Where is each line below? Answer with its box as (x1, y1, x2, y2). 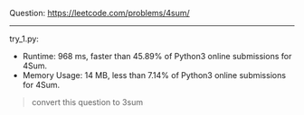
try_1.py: (9, 33, 39, 44)
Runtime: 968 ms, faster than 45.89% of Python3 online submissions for (22, 51, 292, 61)
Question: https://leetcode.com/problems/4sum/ (9, 8, 190, 18)
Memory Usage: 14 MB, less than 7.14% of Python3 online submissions (22, 70, 287, 80)
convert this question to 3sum (31, 97, 143, 107)
